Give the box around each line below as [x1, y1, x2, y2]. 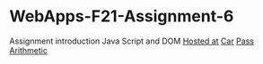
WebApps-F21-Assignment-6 [9, 6, 234, 27]
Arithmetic [9, 44, 48, 55]
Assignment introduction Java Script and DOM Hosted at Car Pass [9, 36, 254, 46]
